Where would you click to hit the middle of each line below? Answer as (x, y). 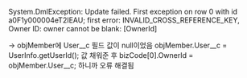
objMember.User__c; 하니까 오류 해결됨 (71, 65)
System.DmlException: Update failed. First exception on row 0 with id (123, 12)
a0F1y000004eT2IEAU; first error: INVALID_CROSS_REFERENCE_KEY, (124, 20)
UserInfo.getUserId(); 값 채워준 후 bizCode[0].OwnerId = (101, 55)
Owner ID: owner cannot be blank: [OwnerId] (83, 29)
